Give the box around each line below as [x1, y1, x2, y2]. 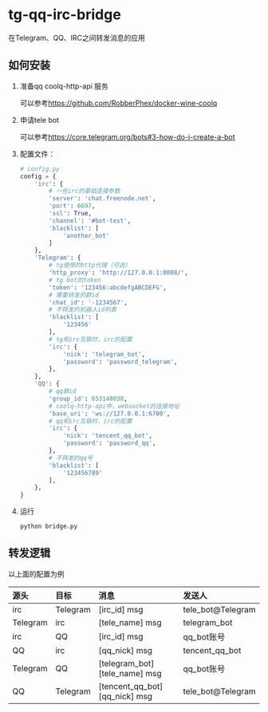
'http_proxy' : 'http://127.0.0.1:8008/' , [49, 269, 189, 277]
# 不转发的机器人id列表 [49, 305, 117, 314]
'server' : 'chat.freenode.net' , [49, 195, 156, 203]
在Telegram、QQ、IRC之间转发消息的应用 [8, 33, 146, 42]
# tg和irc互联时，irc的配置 [49, 335, 132, 344]
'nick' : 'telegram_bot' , [62, 350, 146, 358]
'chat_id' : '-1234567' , [49, 298, 128, 306]
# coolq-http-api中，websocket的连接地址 [49, 402, 180, 410]
